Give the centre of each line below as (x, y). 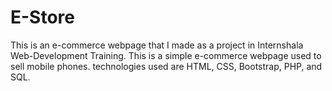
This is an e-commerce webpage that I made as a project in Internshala (157, 45)
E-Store (42, 17)
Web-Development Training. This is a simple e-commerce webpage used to (166, 55)
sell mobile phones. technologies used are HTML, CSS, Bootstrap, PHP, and (166, 66)
